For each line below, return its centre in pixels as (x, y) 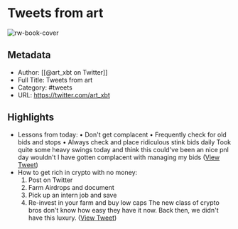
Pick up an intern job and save (72, 195)
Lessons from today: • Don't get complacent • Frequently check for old (122, 134)
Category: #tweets (45, 87)
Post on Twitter (50, 180)
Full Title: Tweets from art (55, 80)
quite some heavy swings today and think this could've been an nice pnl (123, 149)
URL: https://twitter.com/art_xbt (64, 95)
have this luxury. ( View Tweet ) (72, 218)
